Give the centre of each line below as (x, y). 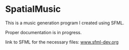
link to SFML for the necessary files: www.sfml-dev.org (62, 42)
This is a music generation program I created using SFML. (65, 23)
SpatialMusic (33, 9)
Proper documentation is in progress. (43, 32)
